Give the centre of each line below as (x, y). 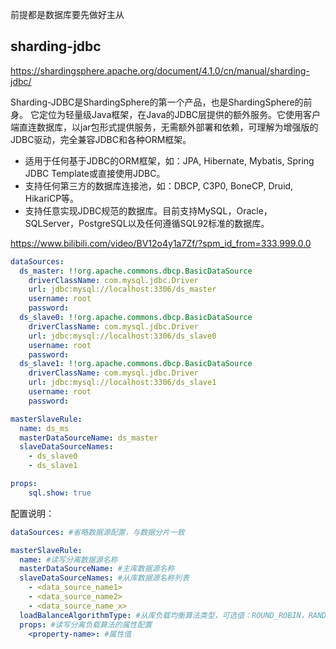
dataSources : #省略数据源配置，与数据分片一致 (97, 532)
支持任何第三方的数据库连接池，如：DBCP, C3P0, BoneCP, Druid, (159, 185)
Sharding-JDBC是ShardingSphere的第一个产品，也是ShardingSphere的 (157, 102)
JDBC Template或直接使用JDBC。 (95, 173)
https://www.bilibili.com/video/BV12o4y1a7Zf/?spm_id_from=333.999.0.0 (161, 243)
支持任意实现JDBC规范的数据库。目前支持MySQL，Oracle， (148, 210)
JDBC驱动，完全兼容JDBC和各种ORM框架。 (101, 139)
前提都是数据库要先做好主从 (67, 14)
